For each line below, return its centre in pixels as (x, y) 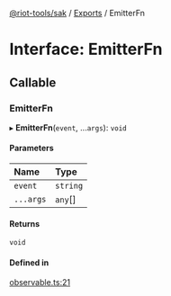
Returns (25, 223)
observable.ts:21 (40, 283)
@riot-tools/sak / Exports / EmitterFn (77, 13)
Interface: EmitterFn (86, 49)
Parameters (31, 148)
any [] (66, 200)
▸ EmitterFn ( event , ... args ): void (68, 127)
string (69, 186)
